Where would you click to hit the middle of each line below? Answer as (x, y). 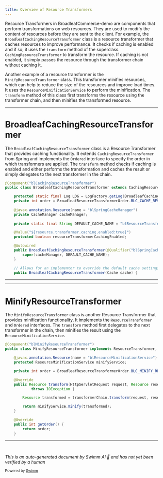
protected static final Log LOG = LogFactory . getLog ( (69, 196)
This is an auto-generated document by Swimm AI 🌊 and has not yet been (79, 457)
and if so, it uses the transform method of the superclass (62, 49)
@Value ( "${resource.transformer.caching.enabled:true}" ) (73, 232)
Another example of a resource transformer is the (55, 74)
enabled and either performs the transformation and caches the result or (78, 169)
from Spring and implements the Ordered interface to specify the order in (78, 158)
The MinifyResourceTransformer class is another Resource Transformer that (81, 315)
